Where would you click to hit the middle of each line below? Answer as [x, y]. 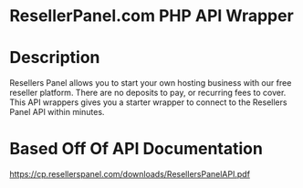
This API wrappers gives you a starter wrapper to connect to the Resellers [148, 102]
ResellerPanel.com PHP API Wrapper [151, 16]
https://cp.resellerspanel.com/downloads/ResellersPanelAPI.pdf [130, 174]
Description [55, 58]
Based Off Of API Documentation [136, 149]
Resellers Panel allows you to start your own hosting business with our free [151, 83]
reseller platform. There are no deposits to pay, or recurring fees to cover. [148, 93]
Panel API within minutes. [57, 112]
